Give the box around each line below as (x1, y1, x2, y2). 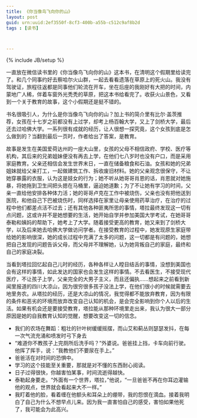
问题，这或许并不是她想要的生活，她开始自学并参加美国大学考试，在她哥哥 (11, 211, 191, 218)
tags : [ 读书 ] (6, 25, 39, 31)
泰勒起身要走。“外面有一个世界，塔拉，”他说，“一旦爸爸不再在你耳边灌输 (14, 376, 189, 383)
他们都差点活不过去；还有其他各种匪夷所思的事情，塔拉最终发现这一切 (16, 204, 186, 211)
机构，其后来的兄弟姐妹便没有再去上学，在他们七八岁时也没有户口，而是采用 (6, 152, 191, 160)
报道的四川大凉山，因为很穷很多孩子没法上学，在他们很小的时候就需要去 (16, 283, 191, 290)
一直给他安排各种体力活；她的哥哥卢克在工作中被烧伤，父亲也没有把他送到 (11, 190, 191, 197)
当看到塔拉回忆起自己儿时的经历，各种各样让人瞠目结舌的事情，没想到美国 (6, 261, 186, 268)
